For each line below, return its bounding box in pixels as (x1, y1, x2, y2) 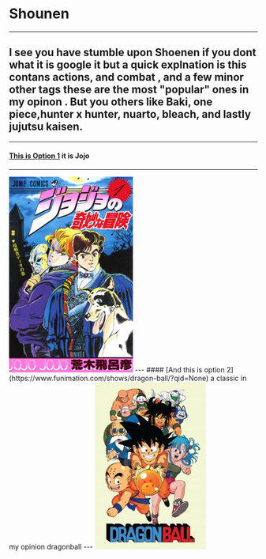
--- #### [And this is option (134, 364, 226, 374)
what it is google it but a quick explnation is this (9, 59, 247, 72)
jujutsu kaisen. (9, 120, 84, 134)
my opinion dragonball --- (9, 542, 94, 551)
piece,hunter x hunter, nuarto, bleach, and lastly (9, 108, 252, 121)
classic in (216, 373, 247, 383)
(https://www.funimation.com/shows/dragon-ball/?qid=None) (9, 373, 209, 383)
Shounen (9, 5, 69, 23)
